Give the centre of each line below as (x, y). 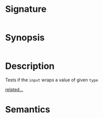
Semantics (28, 110)
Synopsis (25, 38)
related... (14, 89)
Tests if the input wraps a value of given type (52, 80)
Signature (26, 9)
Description (30, 66)
